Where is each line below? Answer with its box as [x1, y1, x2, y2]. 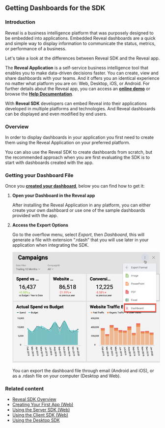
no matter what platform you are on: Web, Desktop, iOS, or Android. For [5, 80, 150, 86]
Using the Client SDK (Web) [12, 412, 69, 418]
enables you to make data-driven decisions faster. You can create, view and [5, 70, 159, 76]
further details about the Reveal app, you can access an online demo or [5, 86, 151, 92]
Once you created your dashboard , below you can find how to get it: [5, 183, 145, 189]
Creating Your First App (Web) [12, 401, 74, 408]
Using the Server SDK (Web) [12, 407, 70, 413]
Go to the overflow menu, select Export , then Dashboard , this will [12, 231, 145, 238]
